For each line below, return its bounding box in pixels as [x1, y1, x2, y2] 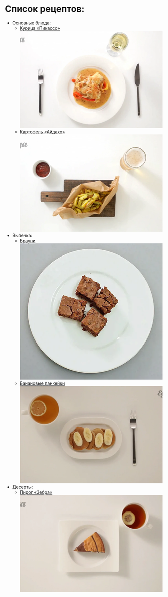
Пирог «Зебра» [19, 489, 53, 495]
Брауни [19, 238, 36, 244]
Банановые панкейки [19, 380, 65, 386]
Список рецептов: [5, 3, 85, 15]
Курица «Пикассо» [19, 25, 61, 31]
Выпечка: [12, 232, 33, 239]
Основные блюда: [12, 20, 51, 26]
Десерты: [12, 484, 33, 490]
